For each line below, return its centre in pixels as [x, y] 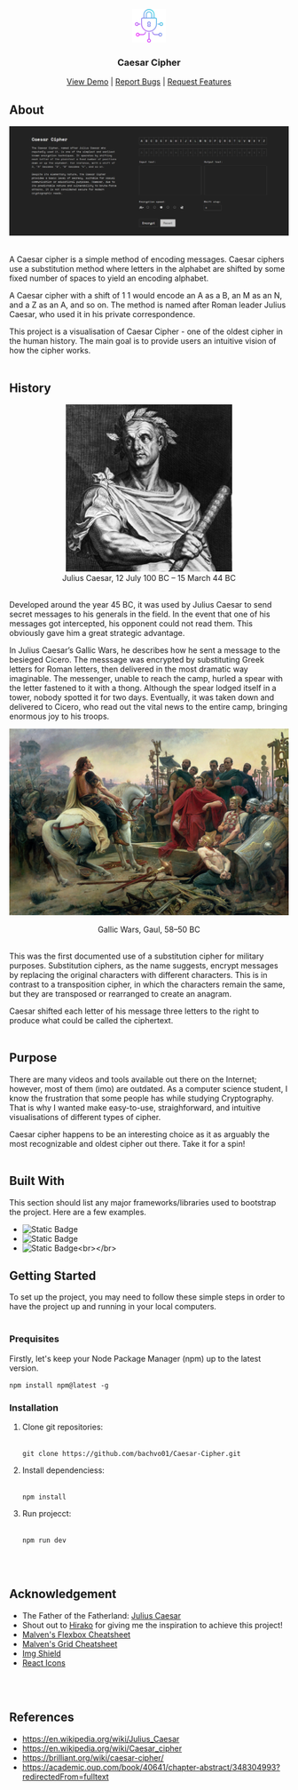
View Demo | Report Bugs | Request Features [149, 82]
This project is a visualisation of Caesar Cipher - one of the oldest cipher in [146, 331]
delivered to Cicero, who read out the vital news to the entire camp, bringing [149, 707]
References [42, 1718]
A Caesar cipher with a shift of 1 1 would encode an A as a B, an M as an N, [145, 296]
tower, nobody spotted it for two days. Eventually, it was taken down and [142, 697]
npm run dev [44, 1540]
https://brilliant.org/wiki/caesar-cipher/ [93, 1757]
